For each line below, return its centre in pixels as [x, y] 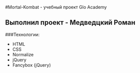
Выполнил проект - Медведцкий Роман [70, 22]
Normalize [23, 54]
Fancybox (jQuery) [32, 65]
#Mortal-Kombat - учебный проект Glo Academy [56, 7]
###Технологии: [22, 35]
